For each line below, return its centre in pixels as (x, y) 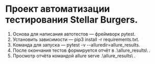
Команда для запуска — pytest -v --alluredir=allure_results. (76, 45)
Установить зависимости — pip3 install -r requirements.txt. (76, 39)
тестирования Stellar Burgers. (72, 20)
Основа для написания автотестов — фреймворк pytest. (74, 34)
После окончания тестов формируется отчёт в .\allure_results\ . (81, 50)
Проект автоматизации (58, 9)
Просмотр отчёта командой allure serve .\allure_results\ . (74, 56)
